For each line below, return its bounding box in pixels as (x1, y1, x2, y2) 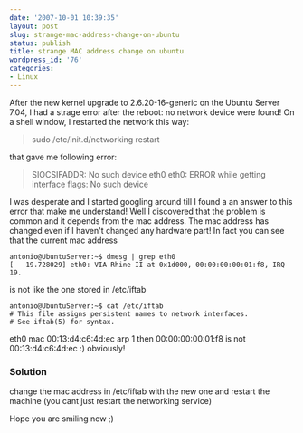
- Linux (9, 72, 39, 82)
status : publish (9, 38, 71, 48)
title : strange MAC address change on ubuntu (9, 47, 184, 56)
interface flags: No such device (31, 178, 149, 189)
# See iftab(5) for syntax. (9, 317, 116, 326)
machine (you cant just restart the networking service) (9, 396, 213, 407)
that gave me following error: (9, 151, 118, 162)
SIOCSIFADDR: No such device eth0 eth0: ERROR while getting (31, 168, 267, 179)
